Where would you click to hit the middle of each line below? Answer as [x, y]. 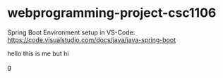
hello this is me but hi [38, 53]
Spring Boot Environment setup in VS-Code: [71, 32]
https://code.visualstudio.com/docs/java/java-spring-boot [92, 39]
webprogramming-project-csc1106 [112, 13]
